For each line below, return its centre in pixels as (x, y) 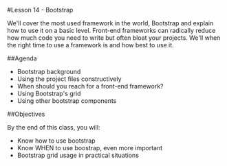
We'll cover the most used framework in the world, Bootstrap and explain (110, 23)
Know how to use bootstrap (56, 141)
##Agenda (22, 58)
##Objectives (26, 114)
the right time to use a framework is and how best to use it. (90, 45)
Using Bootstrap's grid (49, 93)
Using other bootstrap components (67, 101)
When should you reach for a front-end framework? (90, 86)
